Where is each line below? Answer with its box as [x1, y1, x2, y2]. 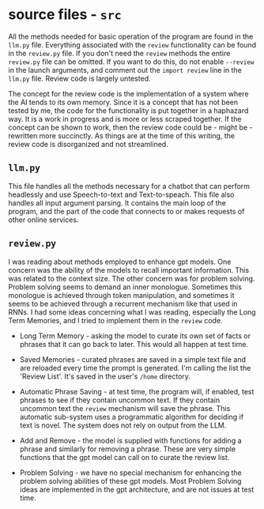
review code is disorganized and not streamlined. [8, 139, 168, 149]
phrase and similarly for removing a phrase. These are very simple [19, 444, 236, 454]
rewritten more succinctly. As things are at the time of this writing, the [8, 130, 236, 140]
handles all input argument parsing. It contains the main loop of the [8, 198, 227, 207]
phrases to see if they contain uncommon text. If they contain [19, 395, 221, 405]
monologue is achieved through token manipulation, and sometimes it [8, 290, 235, 300]
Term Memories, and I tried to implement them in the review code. [8, 315, 223, 325]
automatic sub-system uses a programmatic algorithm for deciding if [19, 412, 243, 421]
